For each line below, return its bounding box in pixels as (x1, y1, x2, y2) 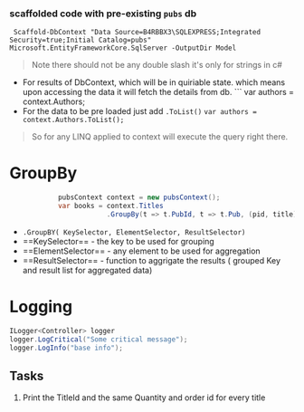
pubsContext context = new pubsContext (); (57, 193, 221, 202)
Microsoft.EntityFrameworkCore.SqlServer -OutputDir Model (9, 43, 237, 53)
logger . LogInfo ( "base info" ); (9, 343, 124, 352)
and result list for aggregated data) (22, 264, 153, 275)
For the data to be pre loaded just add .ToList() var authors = (22, 106, 258, 117)
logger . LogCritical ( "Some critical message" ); (9, 334, 188, 344)
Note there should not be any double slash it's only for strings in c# (31, 60, 283, 71)
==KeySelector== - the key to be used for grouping (22, 235, 214, 246)
